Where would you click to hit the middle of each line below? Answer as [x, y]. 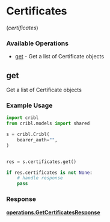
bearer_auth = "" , [38, 140]
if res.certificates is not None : [50, 173]
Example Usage [29, 105]
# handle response [40, 178]
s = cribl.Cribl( [28, 134]
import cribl [23, 118]
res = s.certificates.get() [41, 162]
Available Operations [38, 43]
